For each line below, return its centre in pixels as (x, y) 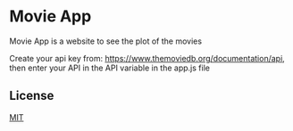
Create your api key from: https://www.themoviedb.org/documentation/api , (147, 58)
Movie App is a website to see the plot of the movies (106, 41)
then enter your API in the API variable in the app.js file (109, 68)
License (32, 96)
